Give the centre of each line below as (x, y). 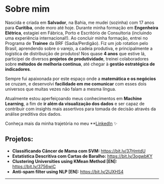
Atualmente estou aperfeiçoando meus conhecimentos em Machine (74, 98)
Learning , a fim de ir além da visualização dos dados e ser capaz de (75, 103)
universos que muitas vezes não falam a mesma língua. (61, 89)
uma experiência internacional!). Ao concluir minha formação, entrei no (76, 38)
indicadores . (18, 69)
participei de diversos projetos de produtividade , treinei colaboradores (77, 59)
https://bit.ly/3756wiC (34, 166)
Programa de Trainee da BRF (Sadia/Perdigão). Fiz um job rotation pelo (77, 43)
